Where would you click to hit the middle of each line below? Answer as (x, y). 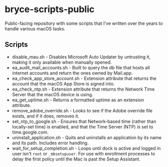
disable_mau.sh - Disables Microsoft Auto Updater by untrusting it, (81, 57)
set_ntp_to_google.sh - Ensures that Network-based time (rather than (84, 121)
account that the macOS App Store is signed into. (63, 83)
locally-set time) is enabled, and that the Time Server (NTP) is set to (82, 127)
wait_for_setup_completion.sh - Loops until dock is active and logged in (86, 148)
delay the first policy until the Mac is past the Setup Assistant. (76, 159)
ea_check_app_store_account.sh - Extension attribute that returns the (84, 78)
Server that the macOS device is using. (52, 94)
